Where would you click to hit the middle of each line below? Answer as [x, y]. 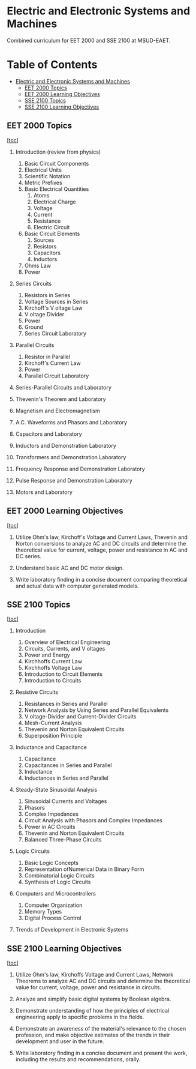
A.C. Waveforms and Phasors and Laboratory [71, 422]
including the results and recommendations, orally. [78, 1059]
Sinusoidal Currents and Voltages [66, 801]
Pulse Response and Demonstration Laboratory [74, 480]
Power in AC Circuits [50, 827]
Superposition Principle [53, 736]
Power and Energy [47, 655]
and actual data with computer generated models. [77, 586]
